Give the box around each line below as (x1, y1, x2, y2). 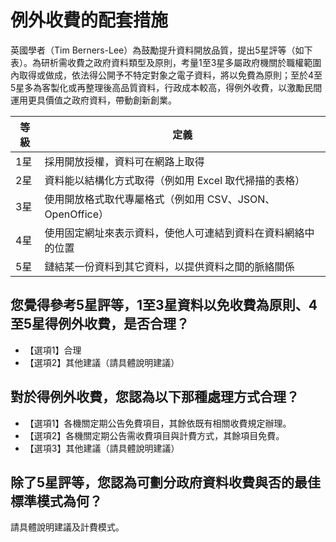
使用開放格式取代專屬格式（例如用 (44, 192, 205, 206)
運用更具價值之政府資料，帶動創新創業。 (10, 94, 177, 106)
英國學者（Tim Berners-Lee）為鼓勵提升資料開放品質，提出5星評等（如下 (10, 44, 313, 56)
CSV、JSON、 (206, 192, 276, 206)
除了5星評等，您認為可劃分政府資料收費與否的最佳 (10, 474, 322, 491)
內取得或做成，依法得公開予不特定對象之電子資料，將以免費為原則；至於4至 (10, 69, 323, 81)
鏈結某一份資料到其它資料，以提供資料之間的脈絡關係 (44, 259, 295, 273)
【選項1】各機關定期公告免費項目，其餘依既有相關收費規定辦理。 (24, 417, 292, 429)
